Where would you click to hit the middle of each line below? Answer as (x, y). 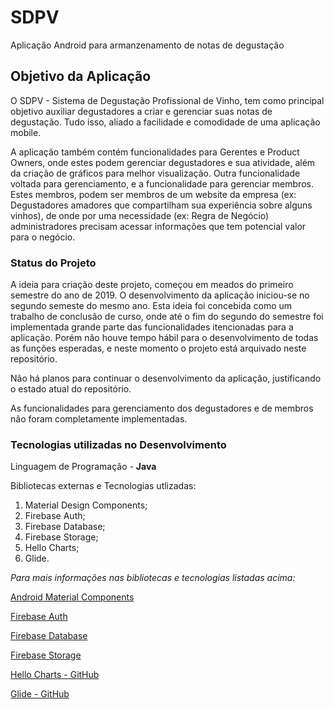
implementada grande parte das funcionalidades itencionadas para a (152, 327)
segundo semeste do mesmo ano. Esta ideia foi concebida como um (151, 306)
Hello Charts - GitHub (55, 675)
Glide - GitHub (40, 694)
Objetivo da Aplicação (81, 76)
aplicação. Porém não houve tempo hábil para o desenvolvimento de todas (164, 338)
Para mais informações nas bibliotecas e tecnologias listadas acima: (153, 578)
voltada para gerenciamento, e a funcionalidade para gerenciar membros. (162, 183)
